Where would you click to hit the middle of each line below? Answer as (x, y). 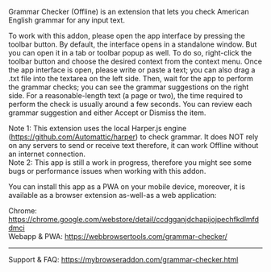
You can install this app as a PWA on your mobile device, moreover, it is (127, 187)
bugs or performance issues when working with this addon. (107, 171)
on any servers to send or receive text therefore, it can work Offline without (133, 145)
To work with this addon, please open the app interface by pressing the (127, 36)
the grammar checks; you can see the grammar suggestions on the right (129, 87)
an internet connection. (47, 154)
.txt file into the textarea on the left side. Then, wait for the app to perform (131, 78)
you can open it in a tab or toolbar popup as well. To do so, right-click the (130, 53)
